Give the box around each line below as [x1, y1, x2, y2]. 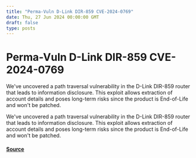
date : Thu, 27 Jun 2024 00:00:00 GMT [6, 14, 99, 20]
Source [6, 146, 25, 153]
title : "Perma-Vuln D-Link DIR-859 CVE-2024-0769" [6, 8, 134, 15]
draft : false [6, 20, 38, 25]
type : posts [6, 25, 36, 31]
